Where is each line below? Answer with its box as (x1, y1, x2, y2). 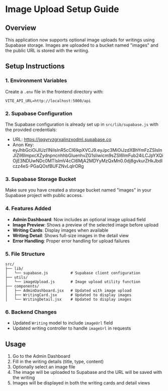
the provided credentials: (5, 127, 57, 133)
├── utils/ (5, 275, 28, 280)
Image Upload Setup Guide (5, 4, 119, 15)
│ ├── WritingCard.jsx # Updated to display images (5, 292, 132, 298)
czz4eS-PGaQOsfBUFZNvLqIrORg (12, 163, 84, 169)
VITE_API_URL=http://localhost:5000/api (5, 98, 92, 104)
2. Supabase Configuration (5, 110, 73, 117)
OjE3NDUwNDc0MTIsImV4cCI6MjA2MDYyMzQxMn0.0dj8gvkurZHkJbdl (12, 157, 162, 164)
